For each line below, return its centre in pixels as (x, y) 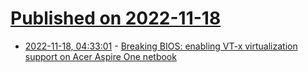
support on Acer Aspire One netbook (100, 56)
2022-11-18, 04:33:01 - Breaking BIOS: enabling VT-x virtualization (161, 46)
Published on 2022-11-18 (116, 18)
